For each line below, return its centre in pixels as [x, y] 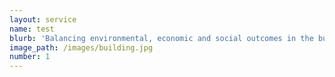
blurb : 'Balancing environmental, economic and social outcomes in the [161, 38]
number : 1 [30, 57]
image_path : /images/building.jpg [81, 47]
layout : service [43, 19]
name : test [32, 29]
